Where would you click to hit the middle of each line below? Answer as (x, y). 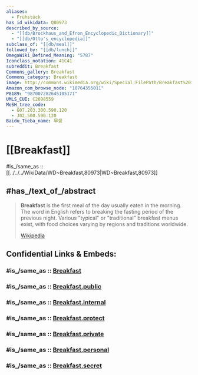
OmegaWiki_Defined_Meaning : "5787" (50, 55)
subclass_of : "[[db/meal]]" (41, 45)
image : (14, 83)
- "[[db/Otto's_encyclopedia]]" (51, 39)
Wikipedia (33, 235)
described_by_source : (33, 28)
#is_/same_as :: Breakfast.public (54, 287)
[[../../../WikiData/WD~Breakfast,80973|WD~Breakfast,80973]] (82, 173)
